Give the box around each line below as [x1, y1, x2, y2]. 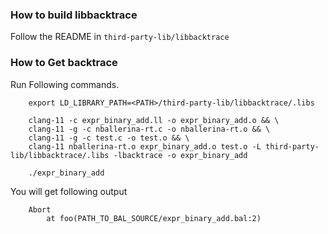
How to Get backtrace [10, 56, 118, 70]
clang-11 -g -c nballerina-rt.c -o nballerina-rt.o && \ [28, 124, 271, 134]
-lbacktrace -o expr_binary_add [113, 150, 248, 160]
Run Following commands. [10, 78, 120, 90]
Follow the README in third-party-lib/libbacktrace [10, 31, 230, 43]
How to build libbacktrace [10, 8, 138, 22]
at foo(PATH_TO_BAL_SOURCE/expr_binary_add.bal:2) [46, 213, 262, 223]
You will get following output [10, 185, 128, 197]
